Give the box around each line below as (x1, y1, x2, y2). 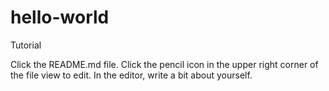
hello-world (10, 6, 110, 29)
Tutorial (10, 39, 42, 51)
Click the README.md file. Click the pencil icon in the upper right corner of (10, 58, 319, 70)
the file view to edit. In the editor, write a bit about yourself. (10, 69, 253, 81)
